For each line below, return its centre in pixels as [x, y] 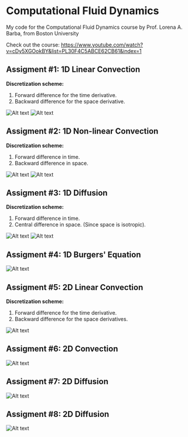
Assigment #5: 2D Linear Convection [75, 287]
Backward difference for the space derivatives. [71, 319]
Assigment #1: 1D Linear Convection [73, 70]
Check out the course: [33, 45]
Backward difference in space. [52, 163]
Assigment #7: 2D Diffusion [57, 381]
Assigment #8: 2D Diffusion [58, 414]
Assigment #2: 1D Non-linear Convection [82, 131]
